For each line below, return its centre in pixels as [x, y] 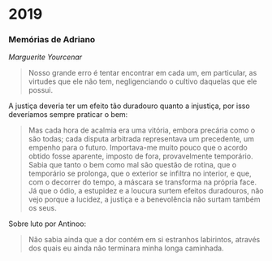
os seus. [42, 208]
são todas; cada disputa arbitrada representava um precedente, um [141, 139]
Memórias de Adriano [52, 40]
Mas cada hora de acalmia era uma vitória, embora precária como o [142, 130]
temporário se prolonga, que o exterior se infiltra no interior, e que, [140, 174]
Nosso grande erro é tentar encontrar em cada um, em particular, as [142, 73]
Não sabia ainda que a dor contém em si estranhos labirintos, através [144, 240]
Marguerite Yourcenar [45, 57]
